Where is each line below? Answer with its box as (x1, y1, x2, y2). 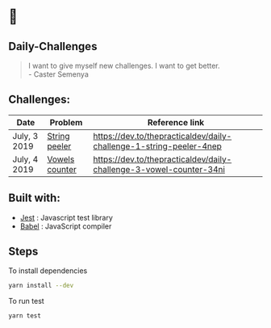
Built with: (8, 191, 60, 205)
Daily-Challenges (8, 40, 98, 53)
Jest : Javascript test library (19, 212, 113, 222)
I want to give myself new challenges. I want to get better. (27, 61, 220, 70)
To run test (8, 296, 44, 306)
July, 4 (12, 153, 39, 165)
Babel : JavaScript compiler (19, 221, 112, 231)
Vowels (47, 153, 75, 165)
